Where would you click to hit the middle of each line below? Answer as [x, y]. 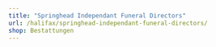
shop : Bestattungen [41, 30]
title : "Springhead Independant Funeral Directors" [97, 16]
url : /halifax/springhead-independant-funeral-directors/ [108, 23]
